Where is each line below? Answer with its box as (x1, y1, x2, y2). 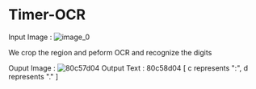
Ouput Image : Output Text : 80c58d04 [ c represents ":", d (8, 63, 249, 73)
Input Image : (8, 32, 52, 42)
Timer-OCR (8, 6, 86, 24)
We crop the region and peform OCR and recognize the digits (8, 47, 212, 57)
